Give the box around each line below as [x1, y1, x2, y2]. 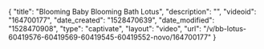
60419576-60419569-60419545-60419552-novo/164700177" [8, 32, 212, 42]
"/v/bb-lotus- [203, 24, 247, 33]
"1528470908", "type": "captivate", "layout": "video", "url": [8, 24, 202, 33]
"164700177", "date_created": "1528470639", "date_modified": [8, 15, 215, 25]
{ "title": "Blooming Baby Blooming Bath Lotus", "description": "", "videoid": [8, 7, 257, 16]
